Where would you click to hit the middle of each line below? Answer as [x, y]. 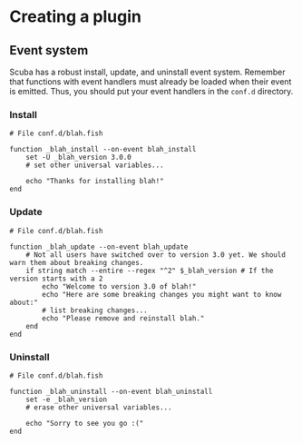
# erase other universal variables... [99, 407]
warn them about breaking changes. [77, 262]
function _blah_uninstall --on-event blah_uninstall [111, 391]
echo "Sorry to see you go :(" [85, 423]
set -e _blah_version [66, 399]
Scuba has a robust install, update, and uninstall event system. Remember [147, 72]
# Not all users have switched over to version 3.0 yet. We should [156, 255]
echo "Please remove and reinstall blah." [123, 318]
